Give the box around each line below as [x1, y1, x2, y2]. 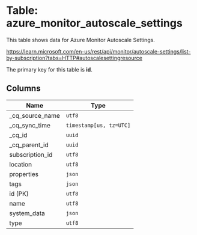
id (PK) [9, 189, 29, 198]
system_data [9, 209, 45, 217]
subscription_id [9, 150, 53, 159]
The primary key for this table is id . [6, 66, 93, 73]
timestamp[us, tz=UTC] [65, 121, 131, 129]
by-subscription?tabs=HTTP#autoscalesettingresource [6, 54, 143, 61]
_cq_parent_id [9, 141, 49, 149]
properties [9, 169, 39, 178]
